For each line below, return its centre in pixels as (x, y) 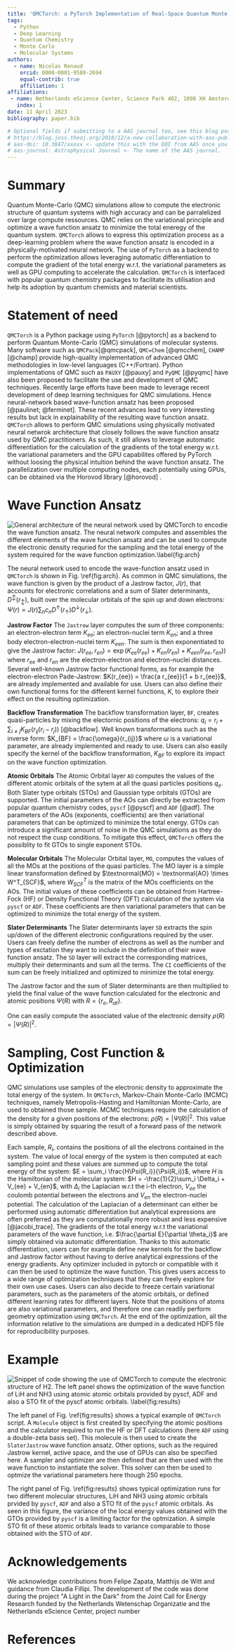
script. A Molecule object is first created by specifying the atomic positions (115, 1423)
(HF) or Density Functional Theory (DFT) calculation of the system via (124, 899)
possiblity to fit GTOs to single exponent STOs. (75, 845)
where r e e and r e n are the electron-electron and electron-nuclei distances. (114, 661)
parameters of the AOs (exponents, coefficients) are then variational (106, 815)
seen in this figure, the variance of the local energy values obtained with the (117, 1511)
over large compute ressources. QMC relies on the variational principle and (116, 220)
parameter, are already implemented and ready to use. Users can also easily (118, 745)
